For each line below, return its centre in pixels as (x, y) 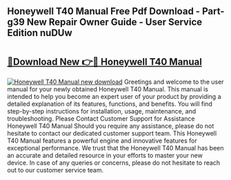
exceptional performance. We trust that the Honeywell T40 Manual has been (115, 148)
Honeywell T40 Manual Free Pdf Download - (104, 11)
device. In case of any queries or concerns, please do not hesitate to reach (114, 163)
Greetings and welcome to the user (174, 82)
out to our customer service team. (56, 170)
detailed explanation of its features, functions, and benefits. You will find (110, 104)
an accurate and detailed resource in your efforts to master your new (105, 155)
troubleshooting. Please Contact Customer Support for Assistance (101, 118)
